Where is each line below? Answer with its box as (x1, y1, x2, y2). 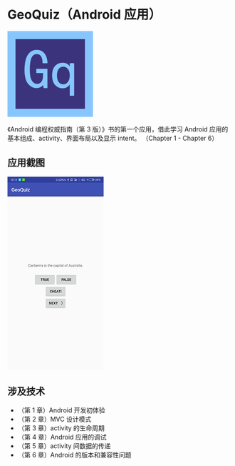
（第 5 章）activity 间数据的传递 (17, 441, 111, 450)
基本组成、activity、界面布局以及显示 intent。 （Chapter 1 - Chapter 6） (7, 134, 219, 142)
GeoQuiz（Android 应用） (7, 6, 162, 23)
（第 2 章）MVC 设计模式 (17, 415, 92, 423)
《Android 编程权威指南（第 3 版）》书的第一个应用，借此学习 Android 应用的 (7, 124, 229, 133)
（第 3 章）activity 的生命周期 (17, 423, 105, 432)
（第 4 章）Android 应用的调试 (17, 432, 107, 441)
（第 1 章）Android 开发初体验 (17, 405, 105, 415)
